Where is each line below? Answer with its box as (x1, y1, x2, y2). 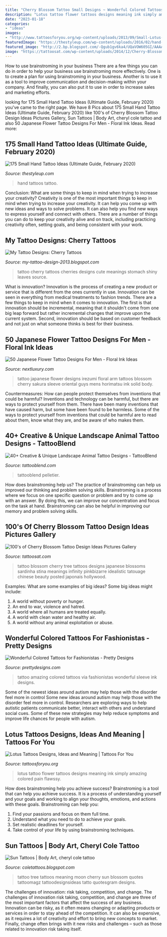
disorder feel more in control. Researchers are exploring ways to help (5, 700, 147, 706)
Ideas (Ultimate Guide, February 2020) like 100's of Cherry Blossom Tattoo (5, 109, 158, 115)
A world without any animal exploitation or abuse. (12, 619, 114, 625)
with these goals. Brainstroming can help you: (5, 801, 99, 807)
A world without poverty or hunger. (12, 598, 84, 604)
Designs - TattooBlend (5, 440, 76, 448)
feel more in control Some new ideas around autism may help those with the (5, 695, 161, 701)
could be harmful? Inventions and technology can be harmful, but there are (5, 396, 159, 402)
